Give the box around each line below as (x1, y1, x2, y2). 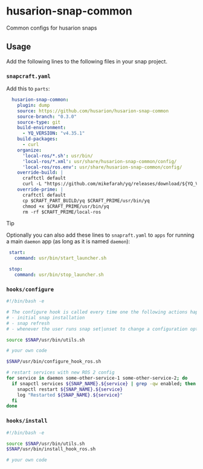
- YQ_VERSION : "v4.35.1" (22, 130, 85, 136)
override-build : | (17, 170, 63, 176)
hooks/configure (6, 286, 54, 293)
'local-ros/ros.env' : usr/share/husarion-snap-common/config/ (22, 164, 182, 170)
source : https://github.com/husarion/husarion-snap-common (17, 107, 169, 114)
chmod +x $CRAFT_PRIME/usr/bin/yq (22, 203, 110, 209)
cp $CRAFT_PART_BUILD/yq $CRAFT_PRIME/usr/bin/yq (22, 197, 150, 203)
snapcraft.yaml (6, 72, 51, 80)
